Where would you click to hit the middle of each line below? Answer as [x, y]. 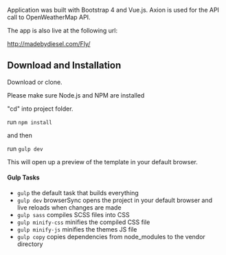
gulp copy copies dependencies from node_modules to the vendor [111, 237]
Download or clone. [35, 82]
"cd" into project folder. [40, 109]
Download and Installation [64, 66]
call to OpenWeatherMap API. [49, 17]
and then [20, 135]
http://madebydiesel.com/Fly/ [49, 44]
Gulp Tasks [23, 177]
